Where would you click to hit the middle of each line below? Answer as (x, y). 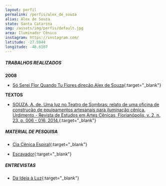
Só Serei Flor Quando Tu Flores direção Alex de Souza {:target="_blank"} (87, 85)
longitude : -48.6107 (27, 47)
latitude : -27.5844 (25, 42)
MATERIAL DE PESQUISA (32, 132)
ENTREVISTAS (20, 166)
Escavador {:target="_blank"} (42, 154)
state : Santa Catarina (29, 24)
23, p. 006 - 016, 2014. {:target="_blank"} (54, 120)
